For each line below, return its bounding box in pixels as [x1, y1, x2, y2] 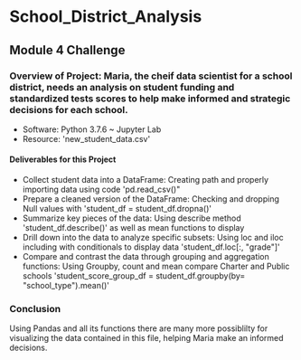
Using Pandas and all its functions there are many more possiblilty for [9, 323, 268, 334]
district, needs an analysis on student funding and [9, 81, 235, 93]
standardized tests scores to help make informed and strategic [9, 92, 291, 105]
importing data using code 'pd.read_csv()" [22, 184, 181, 195]
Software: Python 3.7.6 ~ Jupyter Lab [22, 124, 162, 135]
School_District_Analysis [9, 6, 202, 27]
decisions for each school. [9, 103, 128, 116]
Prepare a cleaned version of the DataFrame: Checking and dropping [22, 194, 280, 204]
